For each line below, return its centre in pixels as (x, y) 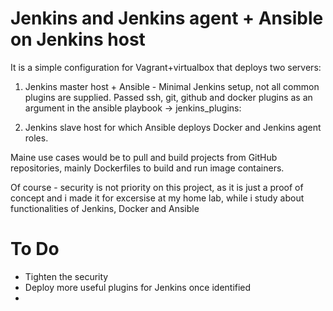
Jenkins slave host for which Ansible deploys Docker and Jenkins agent (173, 127)
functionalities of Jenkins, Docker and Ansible (105, 208)
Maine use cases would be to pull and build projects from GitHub (144, 157)
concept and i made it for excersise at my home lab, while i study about (157, 198)
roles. (36, 138)
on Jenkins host (78, 39)
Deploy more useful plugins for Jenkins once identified (138, 287)
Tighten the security (66, 276)
